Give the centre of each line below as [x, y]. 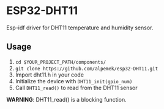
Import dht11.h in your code [50, 75]
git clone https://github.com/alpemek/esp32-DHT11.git [87, 69]
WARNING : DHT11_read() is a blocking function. [66, 99]
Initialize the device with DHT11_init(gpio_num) [74, 81]
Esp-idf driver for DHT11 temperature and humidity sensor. [80, 28]
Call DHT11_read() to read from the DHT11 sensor [76, 88]
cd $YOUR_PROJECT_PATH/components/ [61, 62]
